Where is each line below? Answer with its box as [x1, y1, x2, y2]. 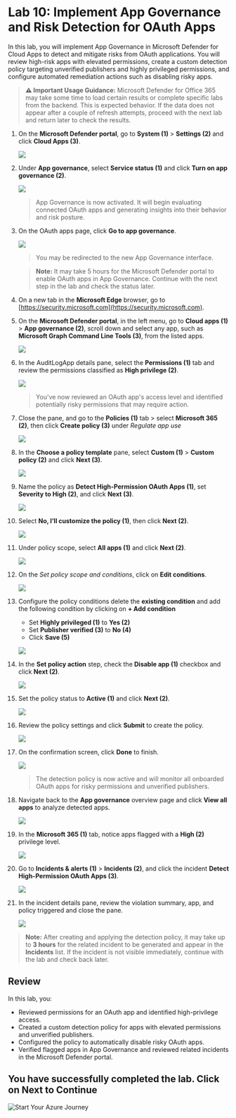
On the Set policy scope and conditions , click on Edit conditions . [18, 570, 206, 579]
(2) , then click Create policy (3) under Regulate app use [18, 421, 182, 430]
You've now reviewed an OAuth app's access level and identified [35, 392, 223, 401]
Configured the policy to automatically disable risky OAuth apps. [18, 1038, 204, 1046]
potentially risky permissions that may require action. [35, 400, 189, 409]
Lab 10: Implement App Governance [8, 4, 221, 20]
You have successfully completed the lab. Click [8, 1073, 220, 1085]
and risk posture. [35, 212, 85, 221]
